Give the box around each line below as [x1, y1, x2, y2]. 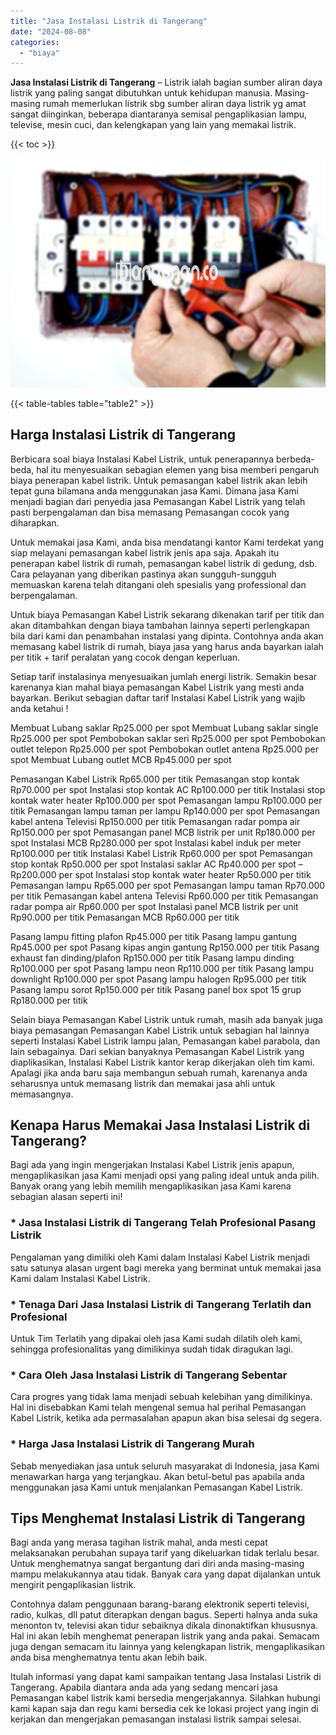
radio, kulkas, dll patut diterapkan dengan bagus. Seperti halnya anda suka [10, 1609, 318, 1621]
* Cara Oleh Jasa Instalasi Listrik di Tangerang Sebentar [10, 1368, 288, 1382]
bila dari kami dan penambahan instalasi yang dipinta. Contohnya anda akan [10, 630, 324, 642]
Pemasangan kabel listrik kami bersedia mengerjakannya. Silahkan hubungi [10, 1692, 321, 1704]
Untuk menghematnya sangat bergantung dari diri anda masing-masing [10, 1558, 305, 1570]
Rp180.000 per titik [10, 994, 88, 1006]
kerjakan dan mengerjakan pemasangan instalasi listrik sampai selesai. [10, 1713, 302, 1725]
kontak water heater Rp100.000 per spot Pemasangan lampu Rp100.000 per [10, 794, 323, 806]
